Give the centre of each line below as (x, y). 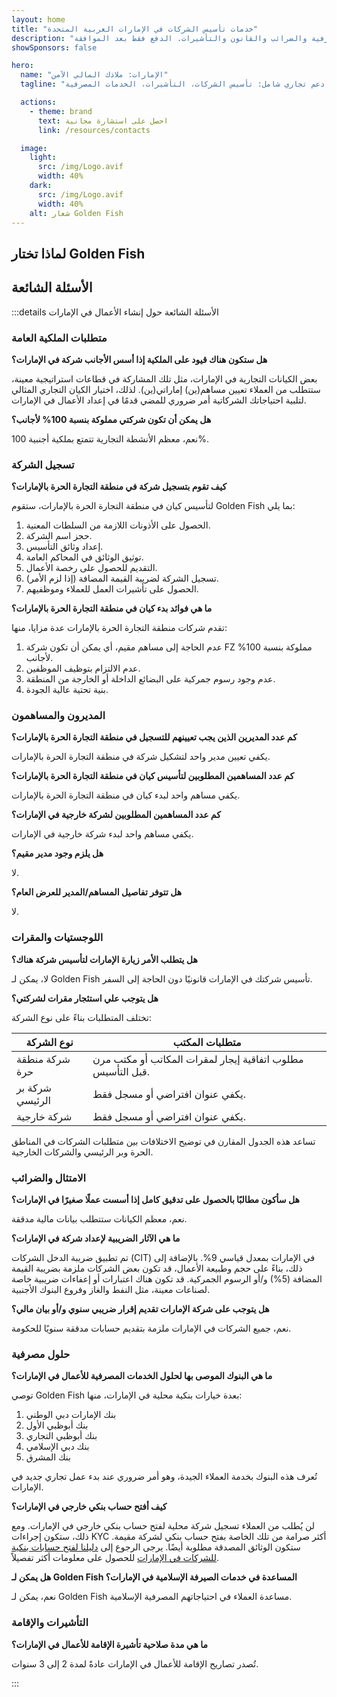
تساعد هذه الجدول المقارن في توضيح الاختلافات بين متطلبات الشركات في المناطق (163, 1141)
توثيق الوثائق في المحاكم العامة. (84, 557)
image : (34, 148)
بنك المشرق (48, 1457)
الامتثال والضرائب (49, 1178)
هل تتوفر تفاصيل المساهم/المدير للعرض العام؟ (97, 892)
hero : (22, 66)
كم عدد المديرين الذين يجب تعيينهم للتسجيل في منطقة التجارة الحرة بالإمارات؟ (154, 737)
